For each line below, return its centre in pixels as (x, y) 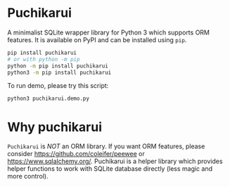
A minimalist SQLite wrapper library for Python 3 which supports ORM (108, 32)
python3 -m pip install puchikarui (59, 72)
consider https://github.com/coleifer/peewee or (76, 154)
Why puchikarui (55, 127)
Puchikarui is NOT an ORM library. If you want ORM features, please (106, 146)
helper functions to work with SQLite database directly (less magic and (110, 169)
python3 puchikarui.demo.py (49, 99)
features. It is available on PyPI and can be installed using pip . (97, 39)
